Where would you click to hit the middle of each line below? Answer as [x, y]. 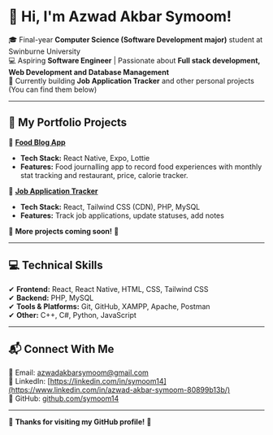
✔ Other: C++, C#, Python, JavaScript [72, 315]
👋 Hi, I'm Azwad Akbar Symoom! [120, 17]
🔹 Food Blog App [37, 142]
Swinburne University [45, 51]
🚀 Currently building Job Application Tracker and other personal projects [131, 80]
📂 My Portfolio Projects [68, 122]
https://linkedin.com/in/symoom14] [108, 381]
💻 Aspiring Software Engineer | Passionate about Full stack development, [134, 60]
